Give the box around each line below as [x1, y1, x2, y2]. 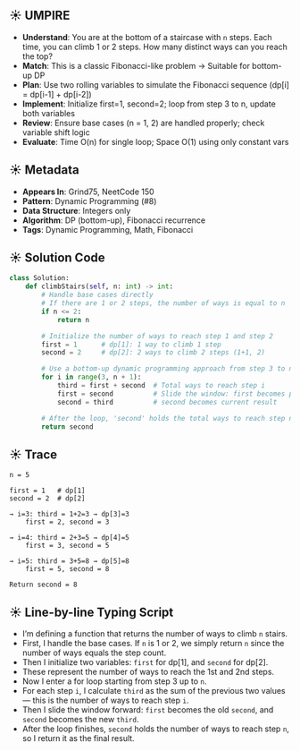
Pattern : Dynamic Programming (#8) [21, 195, 157, 206]
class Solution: [9, 274, 70, 283]
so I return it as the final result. [21, 733, 136, 744]
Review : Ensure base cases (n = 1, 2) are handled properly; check [21, 117, 265, 128]
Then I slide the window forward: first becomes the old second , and [21, 704, 274, 715]
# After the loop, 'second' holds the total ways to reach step [41, 414, 286, 422]
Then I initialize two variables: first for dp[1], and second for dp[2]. [21, 657, 269, 668]
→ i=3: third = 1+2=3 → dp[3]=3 [9, 510, 129, 519]
